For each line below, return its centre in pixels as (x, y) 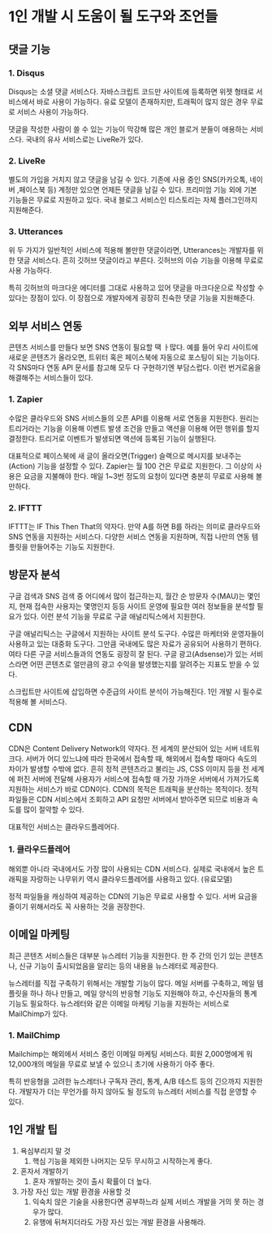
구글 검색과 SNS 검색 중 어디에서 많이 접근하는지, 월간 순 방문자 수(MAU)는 (127, 596)
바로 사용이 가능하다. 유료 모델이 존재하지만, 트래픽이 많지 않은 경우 (142, 102)
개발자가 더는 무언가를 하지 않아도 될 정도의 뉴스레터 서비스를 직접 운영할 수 (138, 1091)
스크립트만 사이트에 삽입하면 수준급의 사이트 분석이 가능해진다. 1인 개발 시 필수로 (135, 691)
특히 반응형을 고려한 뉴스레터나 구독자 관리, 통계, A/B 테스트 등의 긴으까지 (125, 1081)
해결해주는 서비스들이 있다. (51, 378)
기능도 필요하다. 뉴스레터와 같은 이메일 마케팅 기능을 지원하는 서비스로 (119, 1003)
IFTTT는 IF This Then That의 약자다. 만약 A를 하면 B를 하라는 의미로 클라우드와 (135, 526)
